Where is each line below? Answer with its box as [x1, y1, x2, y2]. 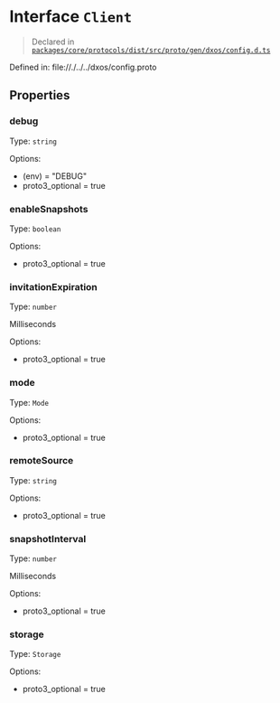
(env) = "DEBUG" [22, 170, 88, 182]
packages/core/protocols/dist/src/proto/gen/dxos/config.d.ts [31, 45, 271, 55]
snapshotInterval [9, 532, 87, 545]
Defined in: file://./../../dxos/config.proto [9, 61, 157, 72]
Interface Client [9, 6, 133, 27]
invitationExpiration [9, 280, 98, 293]
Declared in [31, 36, 75, 47]
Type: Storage [9, 649, 61, 660]
